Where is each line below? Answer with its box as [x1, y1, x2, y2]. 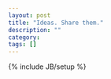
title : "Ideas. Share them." [8, 19, 104, 27]
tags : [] [8, 41, 37, 48]
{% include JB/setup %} [8, 62, 87, 71]
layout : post [8, 11, 51, 20]
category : [8, 33, 41, 41]
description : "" [8, 26, 61, 34]
